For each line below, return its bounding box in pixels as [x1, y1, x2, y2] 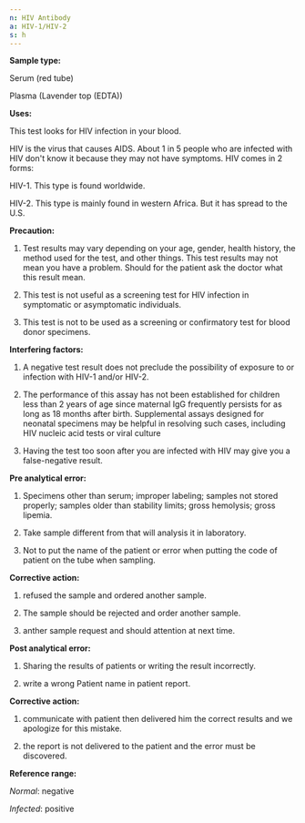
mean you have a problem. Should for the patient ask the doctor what [22, 262, 284, 273]
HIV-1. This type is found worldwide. [9, 180, 146, 191]
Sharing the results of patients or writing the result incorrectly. [22, 661, 257, 672]
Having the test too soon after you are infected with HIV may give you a [22, 445, 291, 456]
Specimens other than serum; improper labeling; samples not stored [22, 491, 279, 502]
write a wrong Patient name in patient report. [22, 678, 191, 689]
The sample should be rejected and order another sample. [22, 607, 241, 619]
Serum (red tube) [9, 73, 75, 84]
